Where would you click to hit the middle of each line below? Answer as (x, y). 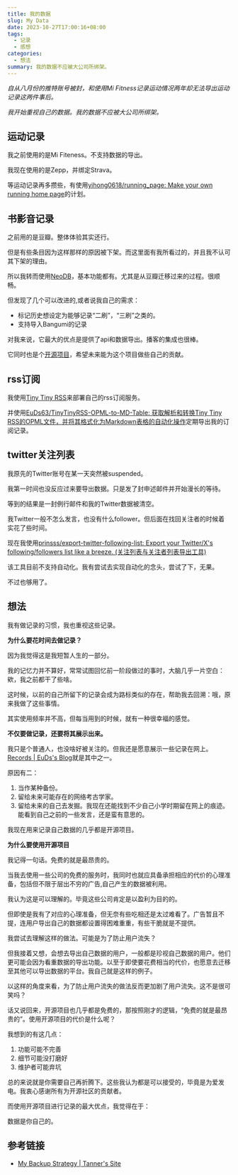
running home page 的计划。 (49, 194)
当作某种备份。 (39, 787)
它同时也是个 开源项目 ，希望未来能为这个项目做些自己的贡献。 (97, 355)
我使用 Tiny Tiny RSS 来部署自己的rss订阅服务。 (75, 398)
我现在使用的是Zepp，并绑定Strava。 (62, 170)
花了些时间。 (32, 528)
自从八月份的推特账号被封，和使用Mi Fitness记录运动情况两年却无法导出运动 (119, 88)
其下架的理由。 (29, 261)
